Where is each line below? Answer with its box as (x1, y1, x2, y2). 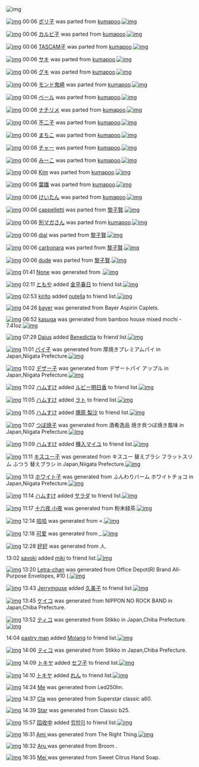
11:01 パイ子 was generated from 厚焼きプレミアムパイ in (23, 346, 161, 353)
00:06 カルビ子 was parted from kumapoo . (23, 30, 128, 37)
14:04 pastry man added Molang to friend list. (6, 635, 118, 641)
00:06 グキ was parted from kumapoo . (23, 68, 117, 75)
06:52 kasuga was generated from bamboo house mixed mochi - (23, 315, 182, 323)
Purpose (6, 572, 27, 579)
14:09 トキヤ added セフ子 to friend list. (23, 659, 120, 666)
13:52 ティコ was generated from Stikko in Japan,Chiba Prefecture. (23, 616, 187, 623)
